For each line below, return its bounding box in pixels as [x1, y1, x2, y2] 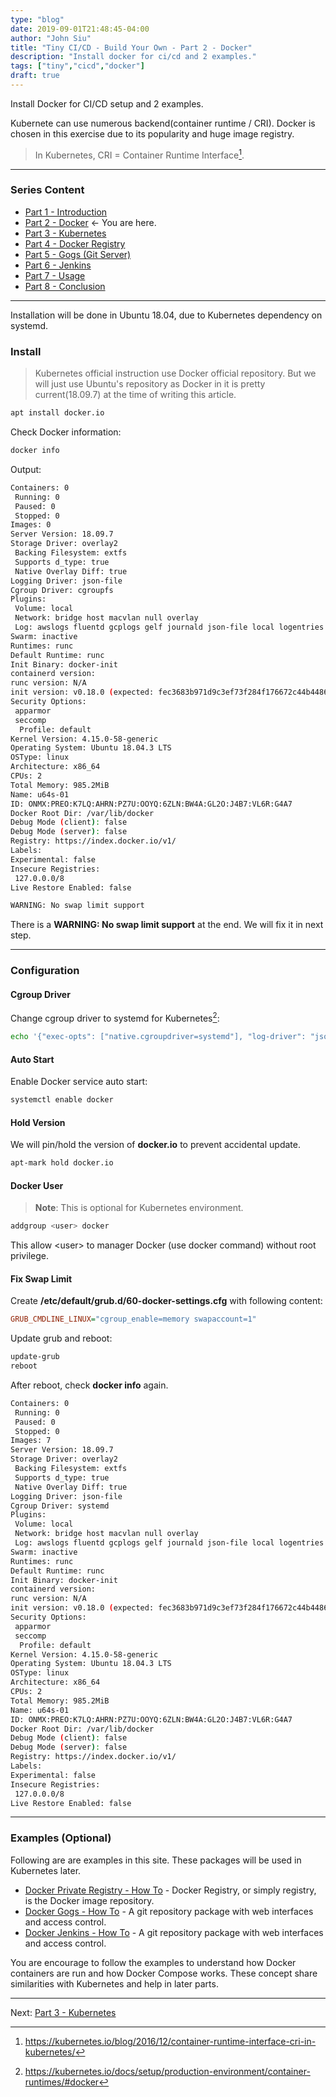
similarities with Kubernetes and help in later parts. [10, 1977, 219, 1990]
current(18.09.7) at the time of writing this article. [34, 389, 237, 401]
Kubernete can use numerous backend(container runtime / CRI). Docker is [10, 117, 316, 129]
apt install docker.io [10, 408, 105, 418]
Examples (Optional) [10, 1831, 112, 1845]
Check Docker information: [10, 426, 122, 438]
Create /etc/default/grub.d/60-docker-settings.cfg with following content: [10, 1295, 323, 1307]
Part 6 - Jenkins [24, 259, 92, 271]
